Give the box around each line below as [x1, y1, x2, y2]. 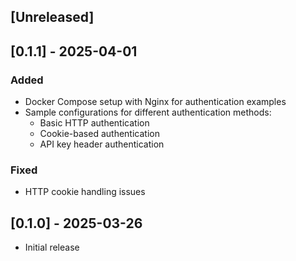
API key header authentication [39, 138, 165, 150]
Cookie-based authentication [39, 128, 160, 140]
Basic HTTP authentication [39, 117, 150, 129]
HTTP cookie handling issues [24, 186, 146, 198]
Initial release [24, 241, 80, 254]
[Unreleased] [10, 9, 95, 26]
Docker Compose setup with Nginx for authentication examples [24, 96, 287, 108]
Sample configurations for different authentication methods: [24, 106, 272, 119]
